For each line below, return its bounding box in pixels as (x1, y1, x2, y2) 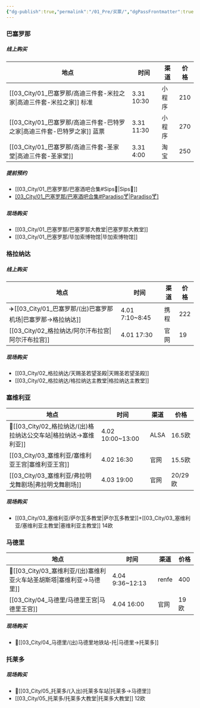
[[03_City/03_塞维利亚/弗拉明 (9, 471, 92, 480)
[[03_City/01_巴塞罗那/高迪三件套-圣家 (9, 143, 120, 151)
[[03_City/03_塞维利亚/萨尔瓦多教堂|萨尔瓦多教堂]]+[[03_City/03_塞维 (14, 514, 186, 522)
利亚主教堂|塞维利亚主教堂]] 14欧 (32, 522, 113, 529)
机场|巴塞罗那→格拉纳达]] (9, 315, 82, 324)
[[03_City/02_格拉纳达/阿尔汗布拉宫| (9, 327, 112, 335)
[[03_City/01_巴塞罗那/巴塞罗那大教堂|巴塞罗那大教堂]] (14, 226, 148, 233)
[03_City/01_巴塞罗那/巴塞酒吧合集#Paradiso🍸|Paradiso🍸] (14, 193, 159, 200)
